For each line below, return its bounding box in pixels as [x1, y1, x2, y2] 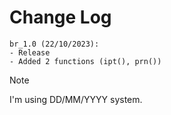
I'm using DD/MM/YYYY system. [9, 93, 143, 105]
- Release [9, 47, 51, 58]
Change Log [9, 6, 112, 29]
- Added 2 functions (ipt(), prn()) [9, 56, 162, 66]
